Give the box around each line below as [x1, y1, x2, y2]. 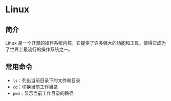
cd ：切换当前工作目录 [12, 84, 58, 90]
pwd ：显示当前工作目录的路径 [12, 90, 74, 96]
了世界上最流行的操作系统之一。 [5, 46, 73, 52]
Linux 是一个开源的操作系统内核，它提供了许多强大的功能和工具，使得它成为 [5, 40, 166, 46]
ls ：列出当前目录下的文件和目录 [12, 77, 81, 83]
